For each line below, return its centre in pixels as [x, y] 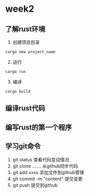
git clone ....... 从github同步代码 [45, 166]
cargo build [18, 91]
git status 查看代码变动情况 [41, 159]
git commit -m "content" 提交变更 [48, 179]
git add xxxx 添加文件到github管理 [48, 172]
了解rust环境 [25, 29]
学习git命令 [23, 146]
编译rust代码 [25, 108]
